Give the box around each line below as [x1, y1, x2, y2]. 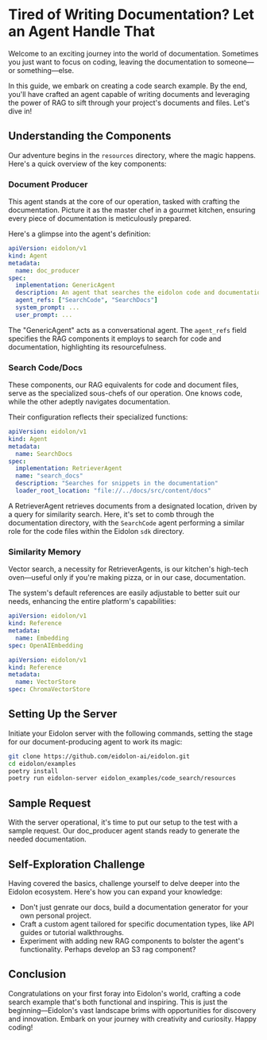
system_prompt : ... [15, 303, 80, 311]
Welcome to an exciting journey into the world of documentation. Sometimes [8, 48, 259, 58]
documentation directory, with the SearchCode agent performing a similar [8, 518, 245, 528]
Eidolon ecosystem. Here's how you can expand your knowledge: [8, 887, 222, 896]
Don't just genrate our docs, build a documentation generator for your [19, 902, 249, 911]
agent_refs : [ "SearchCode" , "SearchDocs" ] [15, 296, 158, 304]
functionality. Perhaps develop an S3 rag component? [19, 944, 196, 954]
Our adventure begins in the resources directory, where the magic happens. [8, 150, 256, 160]
